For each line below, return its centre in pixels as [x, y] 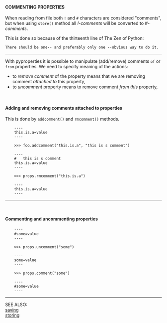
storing [12, 315]
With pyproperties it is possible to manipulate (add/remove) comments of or [83, 61]
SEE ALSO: [16, 305]
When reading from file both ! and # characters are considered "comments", [83, 18]
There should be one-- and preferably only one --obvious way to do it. [82, 47]
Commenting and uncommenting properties [52, 219]
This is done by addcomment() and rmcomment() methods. [62, 119]
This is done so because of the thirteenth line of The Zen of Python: [75, 38]
